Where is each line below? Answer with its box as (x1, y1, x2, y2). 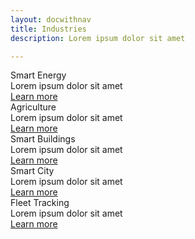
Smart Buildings (10, 133, 76, 145)
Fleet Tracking (10, 197, 70, 209)
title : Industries (10, 24, 87, 34)
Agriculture (10, 101, 57, 113)
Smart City (10, 165, 55, 177)
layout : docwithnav (10, 14, 92, 25)
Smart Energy (10, 69, 67, 81)
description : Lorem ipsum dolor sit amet (10, 33, 186, 43)
